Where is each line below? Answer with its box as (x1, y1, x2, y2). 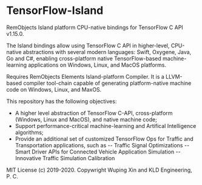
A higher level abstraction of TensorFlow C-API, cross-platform (15, 109, 173, 116)
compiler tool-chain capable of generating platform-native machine (23, 79, 192, 87)
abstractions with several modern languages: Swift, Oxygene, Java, (22, 48, 192, 55)
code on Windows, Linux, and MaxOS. (6, 86, 102, 93)
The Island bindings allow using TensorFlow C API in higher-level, (6, 42, 170, 49)
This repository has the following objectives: (6, 98, 117, 105)
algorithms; (15, 129, 44, 136)
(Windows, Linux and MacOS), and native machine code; (15, 116, 158, 123)
